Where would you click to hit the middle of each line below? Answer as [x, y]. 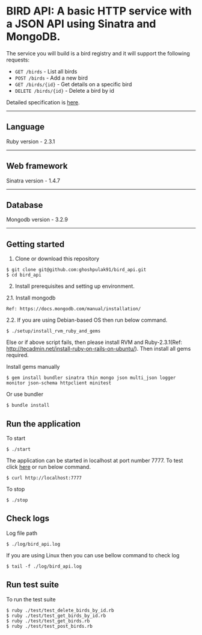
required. [17, 355]
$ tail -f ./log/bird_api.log [44, 566]
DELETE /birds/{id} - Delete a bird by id [64, 90]
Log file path [22, 533]
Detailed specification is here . [43, 102]
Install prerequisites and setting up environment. [75, 286]
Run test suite [32, 585]
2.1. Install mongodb [31, 298]
